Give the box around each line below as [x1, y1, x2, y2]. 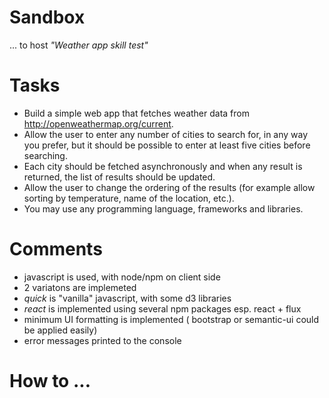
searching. [23, 149, 68, 161]
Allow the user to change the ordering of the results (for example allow [23, 181, 316, 193]
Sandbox [9, 6, 86, 29]
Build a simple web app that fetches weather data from [23, 107, 250, 119]
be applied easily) [23, 324, 98, 336]
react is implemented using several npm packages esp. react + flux [23, 302, 302, 315]
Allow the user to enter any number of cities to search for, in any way [23, 128, 309, 140]
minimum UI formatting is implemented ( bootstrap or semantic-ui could [23, 313, 320, 325]
